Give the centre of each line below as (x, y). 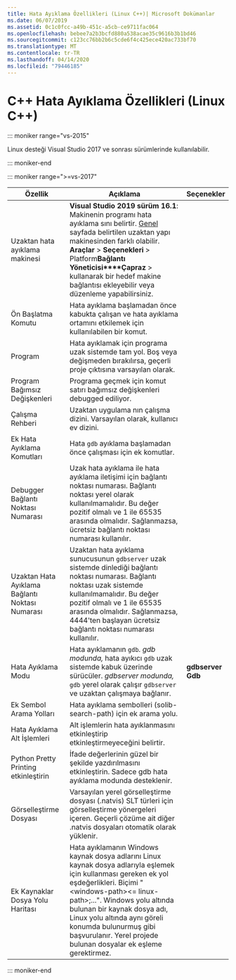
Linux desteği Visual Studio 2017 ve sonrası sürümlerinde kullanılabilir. (109, 149)
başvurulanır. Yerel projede (114, 935)
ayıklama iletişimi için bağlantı (118, 477)
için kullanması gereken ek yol (119, 874)
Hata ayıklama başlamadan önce (123, 305)
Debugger (27, 490)
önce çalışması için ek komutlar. (122, 452)
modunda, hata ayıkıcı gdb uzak (121, 658)
